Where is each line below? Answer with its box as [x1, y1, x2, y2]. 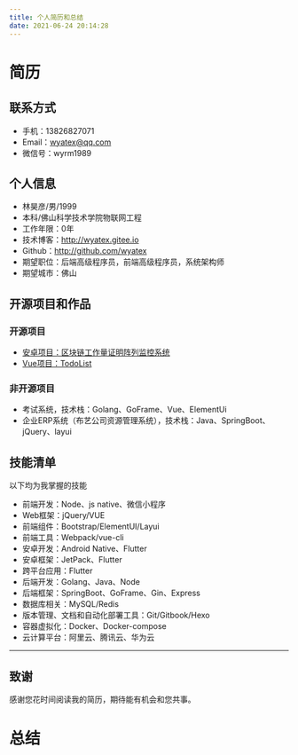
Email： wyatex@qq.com [21, 137, 112, 147]
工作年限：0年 [21, 224, 74, 234]
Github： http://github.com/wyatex [21, 246, 147, 256]
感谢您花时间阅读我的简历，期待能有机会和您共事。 [9, 694, 196, 704]
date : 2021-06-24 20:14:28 [9, 21, 109, 30]
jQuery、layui [21, 427, 73, 437]
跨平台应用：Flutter [21, 565, 93, 577]
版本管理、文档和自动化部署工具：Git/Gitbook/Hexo [21, 610, 210, 621]
